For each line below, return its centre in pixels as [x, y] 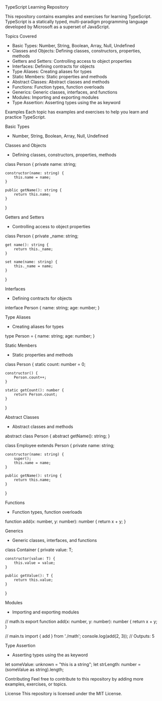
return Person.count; [36, 395]
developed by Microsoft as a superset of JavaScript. [58, 27]
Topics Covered [21, 36]
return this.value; [34, 580]
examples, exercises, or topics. [36, 684]
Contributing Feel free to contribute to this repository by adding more [74, 679]
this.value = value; [35, 563]
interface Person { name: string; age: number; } [52, 308]
